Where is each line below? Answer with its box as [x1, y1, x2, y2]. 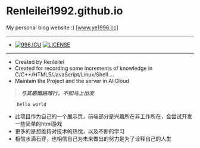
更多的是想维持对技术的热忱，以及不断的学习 [14, 127, 125, 135]
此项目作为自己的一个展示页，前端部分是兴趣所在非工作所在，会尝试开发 [14, 112, 192, 120]
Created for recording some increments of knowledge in [14, 64, 153, 72]
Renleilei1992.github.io [6, 4, 123, 18]
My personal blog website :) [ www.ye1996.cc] [6, 24, 119, 31]
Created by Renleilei [14, 58, 64, 65]
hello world [17, 101, 46, 107]
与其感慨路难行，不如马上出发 [20, 90, 94, 97]
